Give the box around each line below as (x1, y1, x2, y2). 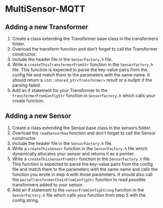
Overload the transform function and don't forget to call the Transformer (12, 46, 158, 52)
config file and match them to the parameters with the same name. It (12, 72, 150, 77)
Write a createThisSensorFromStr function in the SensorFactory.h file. (12, 156, 151, 162)
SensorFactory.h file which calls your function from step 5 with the (12, 192, 146, 198)
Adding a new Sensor (5, 112, 72, 120)
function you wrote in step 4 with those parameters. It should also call (12, 171, 153, 177)
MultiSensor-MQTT (5, 3, 85, 15)
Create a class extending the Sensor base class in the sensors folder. (12, 125, 151, 131)
